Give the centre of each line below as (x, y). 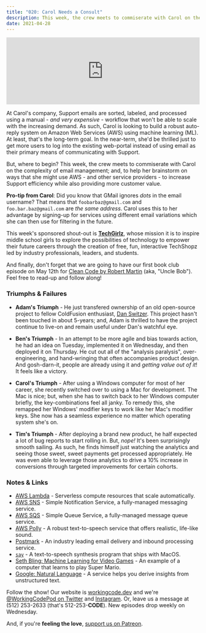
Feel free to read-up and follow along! (54, 278)
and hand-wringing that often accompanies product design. (124, 358)
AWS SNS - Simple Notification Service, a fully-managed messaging (101, 502)
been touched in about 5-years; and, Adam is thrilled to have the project (106, 320)
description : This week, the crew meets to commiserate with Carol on (98, 18)
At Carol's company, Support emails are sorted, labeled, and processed (97, 113)
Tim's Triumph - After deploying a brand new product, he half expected (106, 434)
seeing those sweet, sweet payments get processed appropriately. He (104, 453)
